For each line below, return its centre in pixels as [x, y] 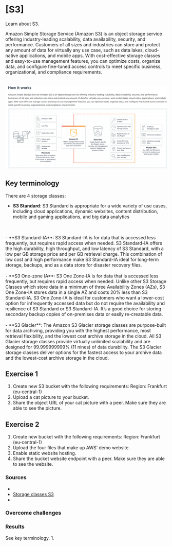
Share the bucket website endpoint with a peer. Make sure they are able [89, 459]
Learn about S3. [22, 24]
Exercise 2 [22, 424]
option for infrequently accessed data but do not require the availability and [85, 303]
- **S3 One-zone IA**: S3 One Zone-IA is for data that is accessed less [82, 276]
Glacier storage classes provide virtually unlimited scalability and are [78, 341]
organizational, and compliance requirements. [54, 72]
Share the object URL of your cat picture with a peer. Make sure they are [89, 403]
